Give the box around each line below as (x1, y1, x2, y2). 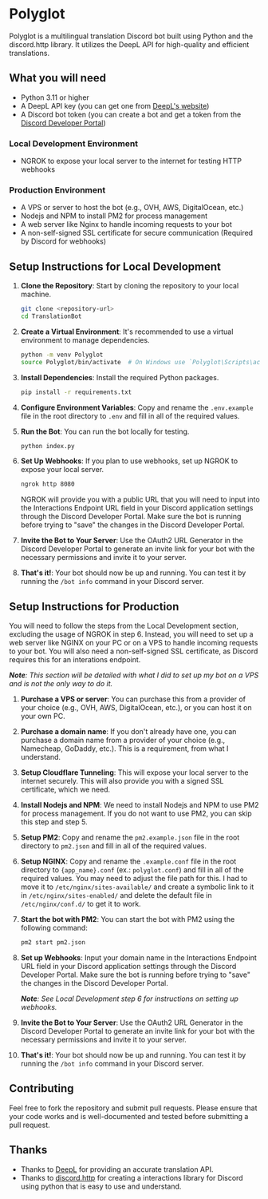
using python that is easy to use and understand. (20, 1181, 182, 1191)
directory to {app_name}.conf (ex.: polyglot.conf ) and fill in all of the (20, 865, 244, 875)
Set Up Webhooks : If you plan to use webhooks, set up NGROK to (20, 456, 238, 466)
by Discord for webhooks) (20, 236, 107, 246)
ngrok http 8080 (20, 480, 75, 488)
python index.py (20, 442, 75, 450)
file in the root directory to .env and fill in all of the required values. (20, 411, 240, 420)
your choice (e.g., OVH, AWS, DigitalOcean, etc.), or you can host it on (20, 703, 252, 713)
